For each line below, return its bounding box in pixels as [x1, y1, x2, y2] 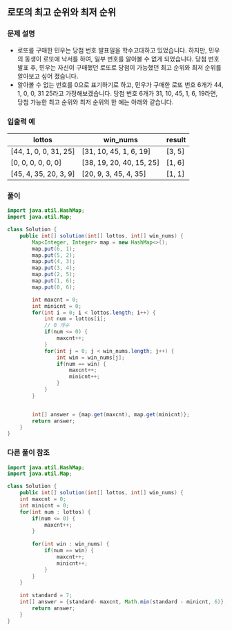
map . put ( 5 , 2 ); [32, 251, 76, 259]
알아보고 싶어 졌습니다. [17, 72, 79, 80]
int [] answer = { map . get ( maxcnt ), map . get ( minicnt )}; [32, 411, 190, 418]
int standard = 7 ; [19, 592, 72, 599]
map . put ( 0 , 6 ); [32, 284, 76, 291]
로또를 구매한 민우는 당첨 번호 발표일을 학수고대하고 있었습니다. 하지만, [17, 46, 207, 54]
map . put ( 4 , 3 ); [32, 258, 76, 265]
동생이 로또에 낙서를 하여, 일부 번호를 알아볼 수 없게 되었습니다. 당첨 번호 [24, 55, 220, 63]
